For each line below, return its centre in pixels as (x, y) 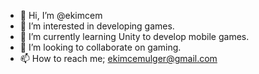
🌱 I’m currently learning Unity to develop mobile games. (134, 36)
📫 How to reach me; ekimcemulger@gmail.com (118, 58)
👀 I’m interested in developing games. (97, 26)
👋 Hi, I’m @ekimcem (61, 15)
